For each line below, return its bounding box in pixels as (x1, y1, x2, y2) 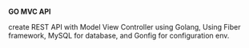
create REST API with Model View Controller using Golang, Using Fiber (8, 22, 241, 31)
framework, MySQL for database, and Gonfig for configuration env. (8, 31, 230, 40)
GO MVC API (8, 7, 51, 16)
